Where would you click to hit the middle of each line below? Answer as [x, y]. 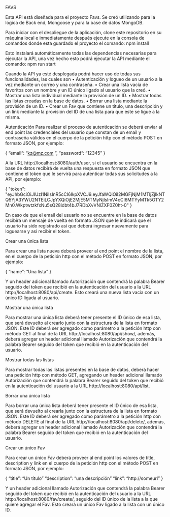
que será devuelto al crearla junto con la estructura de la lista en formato [81, 411]
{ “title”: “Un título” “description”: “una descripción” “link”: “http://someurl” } [84, 478]
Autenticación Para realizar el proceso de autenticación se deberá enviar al [84, 127]
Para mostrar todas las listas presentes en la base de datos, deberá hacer [82, 369]
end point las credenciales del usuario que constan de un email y [73, 132]
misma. [13, 117]
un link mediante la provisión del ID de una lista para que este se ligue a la [82, 112]
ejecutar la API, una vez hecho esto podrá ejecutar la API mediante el [77, 59]
